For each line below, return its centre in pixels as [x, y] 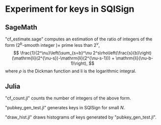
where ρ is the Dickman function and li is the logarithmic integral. [71, 71]
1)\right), [79, 63]
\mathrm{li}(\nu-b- [134, 58]
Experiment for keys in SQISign [70, 9]
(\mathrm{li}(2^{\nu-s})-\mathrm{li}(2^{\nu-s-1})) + [63, 58]
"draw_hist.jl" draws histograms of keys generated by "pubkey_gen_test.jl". [81, 117]
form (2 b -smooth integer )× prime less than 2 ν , [53, 45]
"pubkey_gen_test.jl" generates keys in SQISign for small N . [65, 108]
